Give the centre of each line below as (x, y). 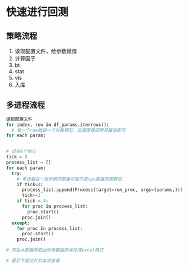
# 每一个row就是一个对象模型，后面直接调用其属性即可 (68, 130)
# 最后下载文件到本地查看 (33, 261)
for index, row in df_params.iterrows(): (58, 125)
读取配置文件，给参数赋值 (46, 51)
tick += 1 (31, 196)
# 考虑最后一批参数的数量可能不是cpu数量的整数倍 (70, 179)
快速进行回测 (37, 12)
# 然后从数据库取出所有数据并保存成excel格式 (55, 250)
